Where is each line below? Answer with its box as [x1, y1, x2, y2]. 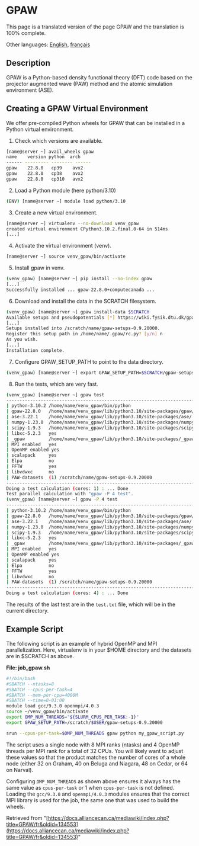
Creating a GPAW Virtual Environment [6, 104, 149, 114]
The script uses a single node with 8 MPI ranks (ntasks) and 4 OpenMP [6, 741, 180, 748]
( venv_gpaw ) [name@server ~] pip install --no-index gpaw [6, 276, 152, 282]
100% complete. [6, 29, 46, 36]
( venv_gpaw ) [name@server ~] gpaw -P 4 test [6, 496, 118, 502]
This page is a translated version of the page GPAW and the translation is [6, 23, 185, 30]
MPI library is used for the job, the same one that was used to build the [6, 796, 179, 803]
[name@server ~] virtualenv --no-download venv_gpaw [6, 220, 139, 226]
